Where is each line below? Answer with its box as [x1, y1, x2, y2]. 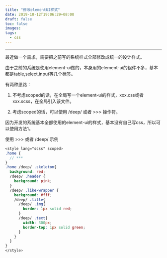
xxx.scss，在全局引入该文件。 [12, 98, 74, 104]
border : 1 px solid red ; [23, 206, 72, 212]
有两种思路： [5, 81, 31, 87]
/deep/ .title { [14, 197, 46, 202]
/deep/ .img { [18, 202, 46, 207]
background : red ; [9, 169, 46, 174]
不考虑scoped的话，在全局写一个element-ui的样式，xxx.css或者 [12, 92, 144, 98]
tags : [5, 30, 16, 35]
